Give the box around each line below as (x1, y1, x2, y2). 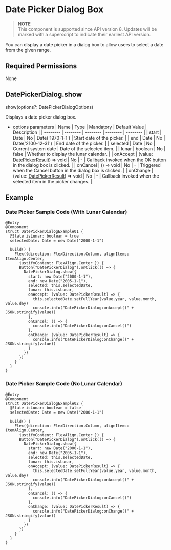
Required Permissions (5, 62, 77, 70)
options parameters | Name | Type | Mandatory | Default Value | (12, 124, 147, 130)
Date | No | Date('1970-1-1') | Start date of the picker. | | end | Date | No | (12, 134, 165, 141)
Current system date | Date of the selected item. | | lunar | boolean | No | (12, 145, 166, 152)
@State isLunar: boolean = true (10, 233, 79, 239)
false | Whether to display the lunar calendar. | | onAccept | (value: (12, 151, 153, 157)
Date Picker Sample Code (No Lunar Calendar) (5, 380, 123, 387)
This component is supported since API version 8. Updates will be (17, 26, 157, 32)
